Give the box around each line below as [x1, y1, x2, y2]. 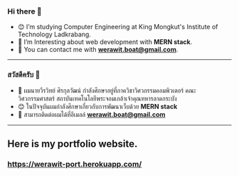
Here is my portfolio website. [7, 138, 138, 150]
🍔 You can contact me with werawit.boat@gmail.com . [17, 46, 179, 54]
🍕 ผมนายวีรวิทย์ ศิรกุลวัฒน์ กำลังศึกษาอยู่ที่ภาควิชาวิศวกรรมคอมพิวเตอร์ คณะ [17, 86, 197, 95]
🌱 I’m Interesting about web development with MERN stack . [17, 38, 193, 46]
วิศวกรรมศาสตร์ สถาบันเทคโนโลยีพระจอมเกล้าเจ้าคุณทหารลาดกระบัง [17, 94, 177, 103]
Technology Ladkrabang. [17, 30, 91, 38]
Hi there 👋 [7, 6, 43, 16]
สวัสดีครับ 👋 [7, 70, 41, 80]
